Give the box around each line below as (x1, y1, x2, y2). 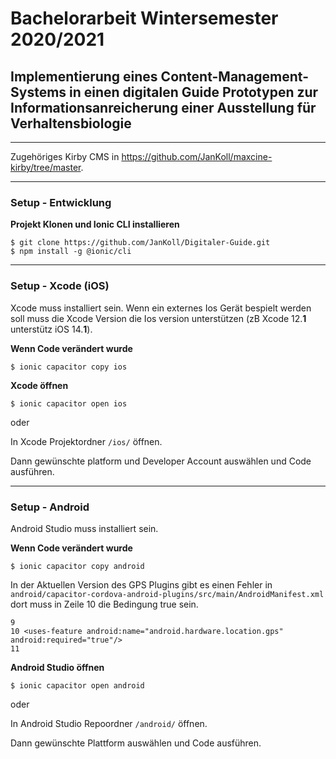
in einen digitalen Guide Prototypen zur (69, 83, 319, 101)
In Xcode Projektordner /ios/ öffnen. (10, 435, 163, 447)
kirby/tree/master (10, 162, 82, 173)
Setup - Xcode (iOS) (10, 279, 110, 293)
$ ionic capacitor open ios (10, 398, 128, 409)
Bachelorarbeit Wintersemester (10, 7, 279, 30)
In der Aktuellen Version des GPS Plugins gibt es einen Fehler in (10, 578, 273, 591)
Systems (10, 83, 67, 101)
